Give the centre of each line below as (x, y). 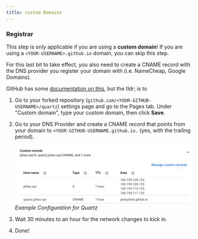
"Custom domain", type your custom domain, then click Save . (90, 112)
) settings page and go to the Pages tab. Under (114, 106)
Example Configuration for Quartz (56, 208)
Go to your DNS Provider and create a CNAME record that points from (100, 124)
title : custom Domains (34, 12)
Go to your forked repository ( (51, 100)
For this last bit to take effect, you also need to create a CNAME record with (98, 64)
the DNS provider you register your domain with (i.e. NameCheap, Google (96, 70)
